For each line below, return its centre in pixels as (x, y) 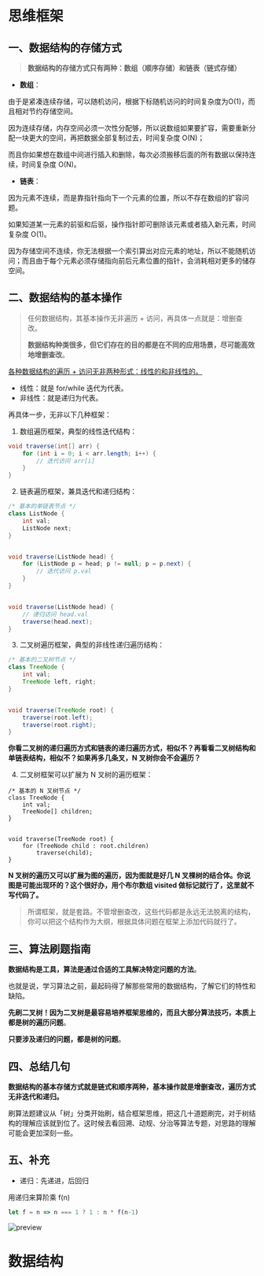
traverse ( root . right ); (59, 725)
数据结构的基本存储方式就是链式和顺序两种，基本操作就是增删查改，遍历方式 (132, 1086)
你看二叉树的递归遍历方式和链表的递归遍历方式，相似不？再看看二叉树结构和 (132, 748)
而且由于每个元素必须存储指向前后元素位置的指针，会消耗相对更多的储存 (139, 261)
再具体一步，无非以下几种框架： (60, 415)
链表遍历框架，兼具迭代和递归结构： (78, 492)
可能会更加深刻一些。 (42, 1133)
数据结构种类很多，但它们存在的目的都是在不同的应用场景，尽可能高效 (141, 345)
